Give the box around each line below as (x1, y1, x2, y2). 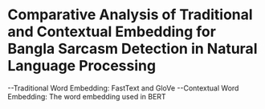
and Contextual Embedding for (7, 22, 216, 41)
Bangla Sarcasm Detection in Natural (7, 40, 258, 58)
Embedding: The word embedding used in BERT (7, 91, 166, 101)
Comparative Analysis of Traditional (7, 6, 254, 24)
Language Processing (7, 57, 157, 75)
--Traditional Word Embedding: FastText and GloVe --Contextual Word (7, 83, 239, 93)
